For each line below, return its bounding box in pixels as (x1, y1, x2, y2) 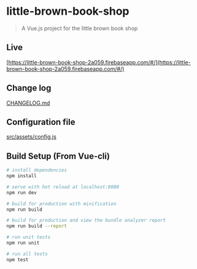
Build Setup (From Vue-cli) (6, 151, 110, 161)
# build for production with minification (6, 200, 117, 206)
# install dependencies (6, 167, 68, 173)
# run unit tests (6, 234, 51, 240)
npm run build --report (6, 223, 68, 229)
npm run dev (6, 189, 37, 195)
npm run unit (6, 240, 40, 246)
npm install (6, 173, 37, 179)
